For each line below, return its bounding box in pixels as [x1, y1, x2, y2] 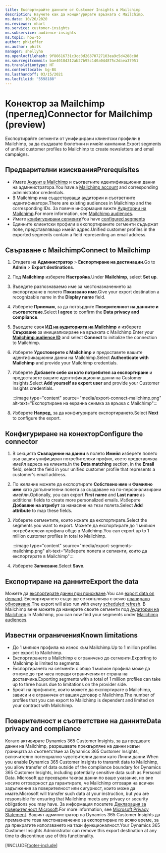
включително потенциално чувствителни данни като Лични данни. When [5, 753, 159, 760]
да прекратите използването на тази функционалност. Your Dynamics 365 [5, 822, 160, 828]
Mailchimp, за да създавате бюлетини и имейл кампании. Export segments [5, 141, 162, 146]
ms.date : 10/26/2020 [5, 16, 48, 21]
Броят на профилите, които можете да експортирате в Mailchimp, [12, 686, 152, 693]
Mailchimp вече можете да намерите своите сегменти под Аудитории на [5, 606, 160, 612]
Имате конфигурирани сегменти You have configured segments [12, 215, 145, 221]
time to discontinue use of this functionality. [5, 833, 95, 839]
